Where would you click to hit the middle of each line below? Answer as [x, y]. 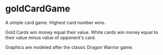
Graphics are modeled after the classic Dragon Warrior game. [69, 47]
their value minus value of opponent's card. [51, 37]
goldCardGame [38, 9]
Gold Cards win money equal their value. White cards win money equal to [82, 32]
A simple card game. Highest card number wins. [55, 22]
